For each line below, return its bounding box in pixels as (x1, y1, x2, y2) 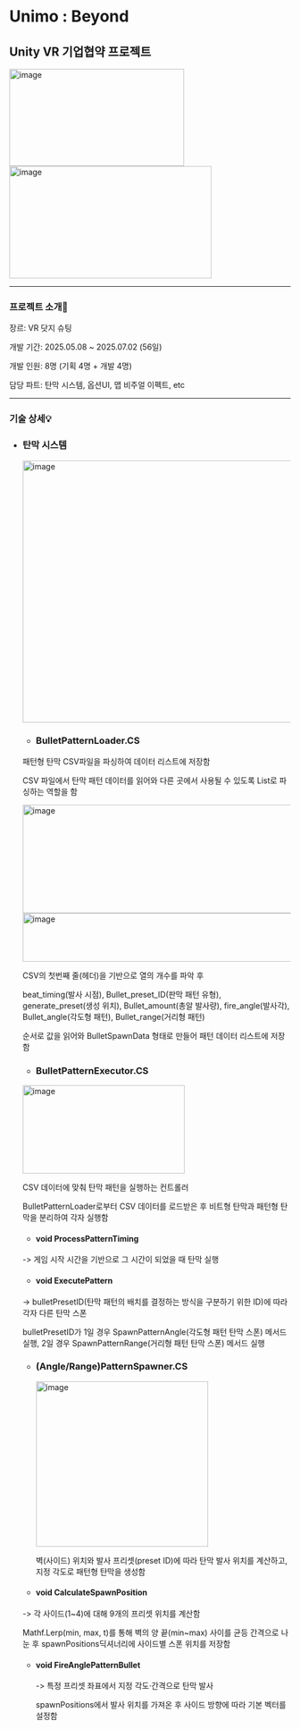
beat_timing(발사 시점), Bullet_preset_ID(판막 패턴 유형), (21, 989, 221, 999)
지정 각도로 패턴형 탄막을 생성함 (35, 1566, 146, 1577)
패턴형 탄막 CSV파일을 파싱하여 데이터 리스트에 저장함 (21, 755, 211, 766)
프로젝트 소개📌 (9, 300, 69, 313)
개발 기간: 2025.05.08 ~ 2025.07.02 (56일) (9, 342, 162, 352)
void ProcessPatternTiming (35, 1233, 139, 1244)
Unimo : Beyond (9, 6, 129, 27)
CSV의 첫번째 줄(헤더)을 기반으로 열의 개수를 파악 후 (21, 970, 204, 981)
